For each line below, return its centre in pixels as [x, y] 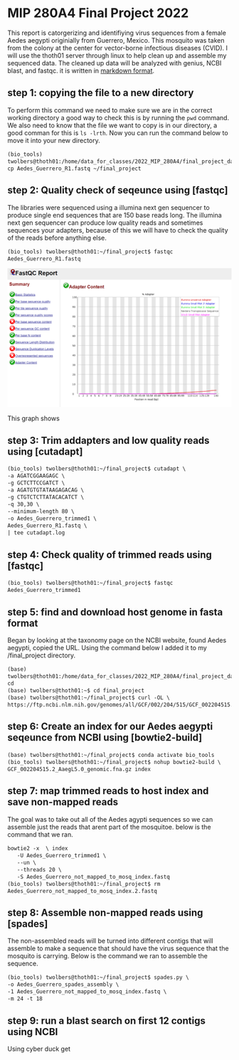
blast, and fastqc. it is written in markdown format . [81, 70]
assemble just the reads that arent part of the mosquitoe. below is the [109, 827]
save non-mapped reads [63, 802]
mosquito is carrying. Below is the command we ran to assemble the [107, 956]
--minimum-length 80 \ [41, 512]
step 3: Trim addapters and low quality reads [108, 440]
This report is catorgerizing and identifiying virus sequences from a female [117, 33]
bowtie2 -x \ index [38, 848]
